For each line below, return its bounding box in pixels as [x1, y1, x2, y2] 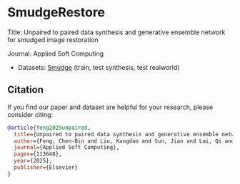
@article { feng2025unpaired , [7, 124, 91, 131]
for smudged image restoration [7, 35, 99, 44]
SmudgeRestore [7, 4, 106, 21]
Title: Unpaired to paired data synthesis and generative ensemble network [7, 28, 226, 36]
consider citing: [7, 110, 54, 118]
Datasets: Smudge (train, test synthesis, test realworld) [17, 63, 180, 71]
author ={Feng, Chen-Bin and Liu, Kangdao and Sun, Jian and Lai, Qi [14, 137, 222, 145]
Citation [7, 83, 44, 96]
